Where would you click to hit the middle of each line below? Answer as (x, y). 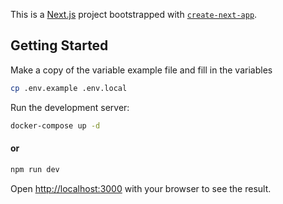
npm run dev (35, 169)
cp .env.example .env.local (69, 88)
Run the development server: (70, 107)
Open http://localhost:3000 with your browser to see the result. (141, 188)
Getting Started (59, 45)
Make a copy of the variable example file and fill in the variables (141, 70)
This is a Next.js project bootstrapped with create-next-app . (134, 14)
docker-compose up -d (55, 125)
